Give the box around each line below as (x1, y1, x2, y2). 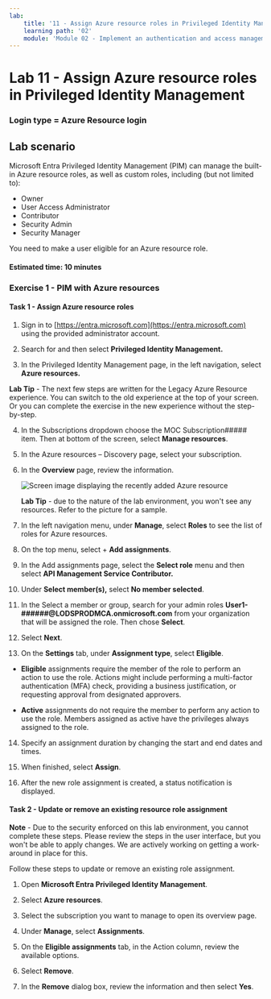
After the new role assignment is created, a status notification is (20, 777, 232, 787)
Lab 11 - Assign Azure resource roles (9, 69, 257, 87)
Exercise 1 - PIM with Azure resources (9, 282, 160, 293)
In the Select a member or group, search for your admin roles (20, 599, 224, 609)
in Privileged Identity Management (9, 86, 245, 105)
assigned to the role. (20, 722, 89, 732)
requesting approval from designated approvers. (20, 690, 182, 699)
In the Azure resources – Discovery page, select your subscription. (20, 449, 242, 459)
